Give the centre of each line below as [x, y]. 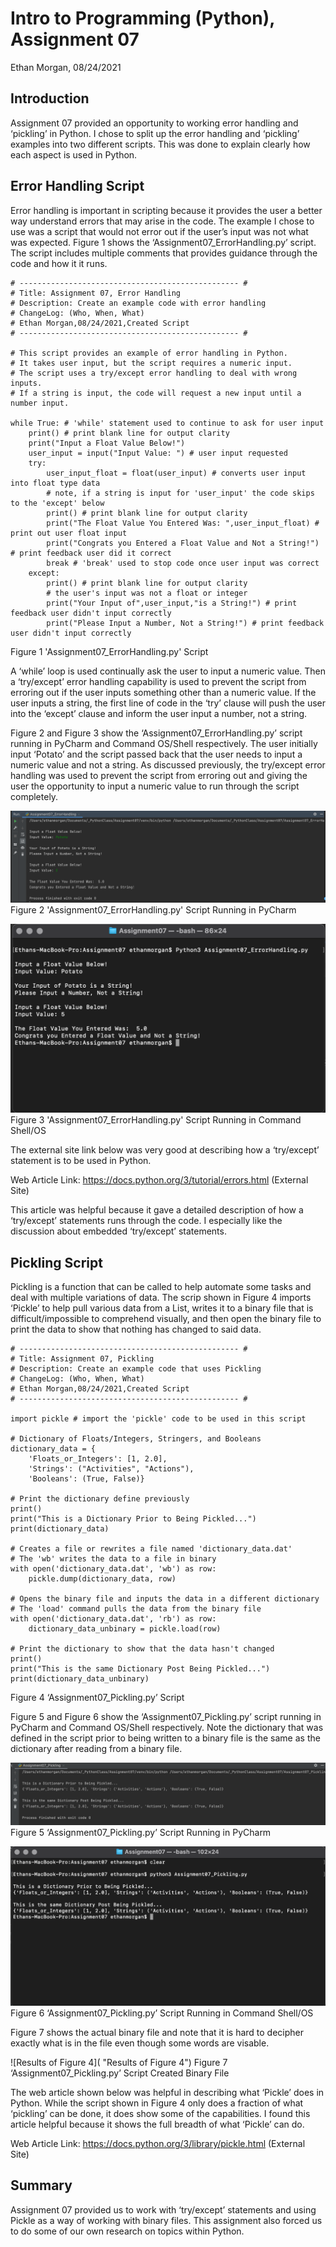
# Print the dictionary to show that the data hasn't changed [142, 1649]
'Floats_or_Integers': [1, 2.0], [98, 1459]
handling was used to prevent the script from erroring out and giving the [159, 775]
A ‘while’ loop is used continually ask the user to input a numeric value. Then [168, 671]
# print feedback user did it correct [91, 553]
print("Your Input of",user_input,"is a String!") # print [172, 603]
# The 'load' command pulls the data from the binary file [136, 1609]
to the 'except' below [57, 503]
